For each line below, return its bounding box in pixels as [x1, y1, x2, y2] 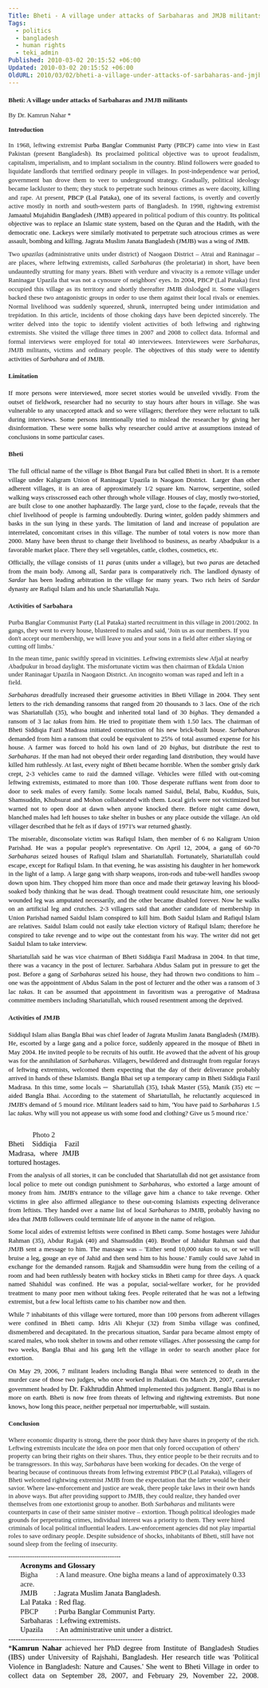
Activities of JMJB [8, 1013, 61, 1022]
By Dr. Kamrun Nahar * [8, 110, 72, 119]
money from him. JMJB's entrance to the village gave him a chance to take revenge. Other [8, 1188, 260, 1197]
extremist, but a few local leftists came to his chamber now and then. [8, 1297, 187, 1306]
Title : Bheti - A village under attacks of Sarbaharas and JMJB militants [8, 11, 262, 20]
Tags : [8, 19, 26, 27]
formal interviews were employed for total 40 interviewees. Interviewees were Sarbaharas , [8, 337, 260, 345]
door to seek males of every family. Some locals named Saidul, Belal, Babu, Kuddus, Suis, [8, 787, 260, 796]
